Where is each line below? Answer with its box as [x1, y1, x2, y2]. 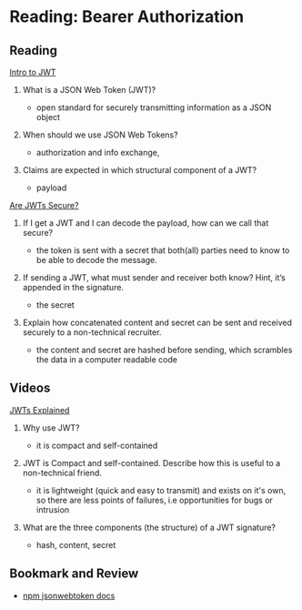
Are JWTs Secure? [9, 200, 79, 210]
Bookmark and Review [9, 566, 139, 582]
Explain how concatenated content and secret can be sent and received [22, 317, 293, 328]
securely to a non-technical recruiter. [22, 327, 162, 338]
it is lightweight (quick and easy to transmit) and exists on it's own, [35, 484, 287, 495]
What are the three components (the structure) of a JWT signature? [22, 522, 276, 533]
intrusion [35, 503, 70, 515]
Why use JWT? [22, 422, 80, 433]
